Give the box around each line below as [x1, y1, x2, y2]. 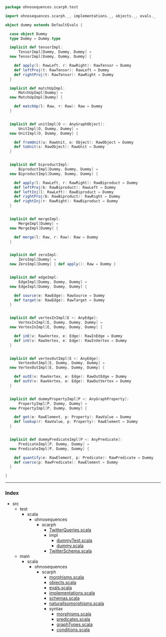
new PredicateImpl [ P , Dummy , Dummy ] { [9, 446, 90, 451]
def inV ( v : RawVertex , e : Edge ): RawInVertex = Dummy [14, 338, 127, 343]
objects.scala [49, 580, 77, 586]
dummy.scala [56, 543, 84, 549]
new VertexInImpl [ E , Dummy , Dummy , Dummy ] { [9, 325, 103, 330]
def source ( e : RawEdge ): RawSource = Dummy [14, 293, 105, 298]
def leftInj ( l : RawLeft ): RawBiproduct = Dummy [14, 189, 114, 195]
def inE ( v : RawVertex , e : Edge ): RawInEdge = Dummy [14, 334, 123, 339]
